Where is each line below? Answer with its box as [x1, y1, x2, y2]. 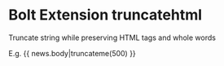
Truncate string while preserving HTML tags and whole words [8, 33, 216, 42]
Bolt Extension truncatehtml [8, 6, 202, 24]
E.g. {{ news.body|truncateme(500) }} [8, 48, 136, 58]
